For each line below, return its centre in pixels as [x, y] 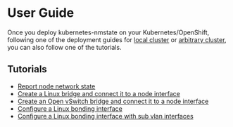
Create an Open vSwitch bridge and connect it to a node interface [113, 101]
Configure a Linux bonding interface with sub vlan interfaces [105, 116]
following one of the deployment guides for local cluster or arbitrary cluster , [117, 39]
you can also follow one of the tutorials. [64, 47]
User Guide [41, 13]
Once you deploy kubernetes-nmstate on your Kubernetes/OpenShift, [108, 32]
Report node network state [56, 86]
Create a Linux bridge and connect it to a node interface [99, 93]
